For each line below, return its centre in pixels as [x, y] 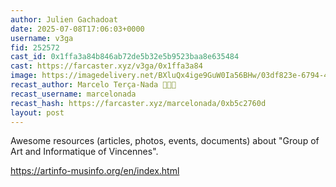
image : [24, 76]
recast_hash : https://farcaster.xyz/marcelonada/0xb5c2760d [138, 103]
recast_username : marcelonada [73, 94]
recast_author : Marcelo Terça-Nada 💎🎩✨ [93, 85]
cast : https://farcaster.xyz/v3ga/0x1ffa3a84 [106, 66]
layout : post [37, 112]
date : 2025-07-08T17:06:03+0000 [77, 29]
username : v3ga [42, 38]
